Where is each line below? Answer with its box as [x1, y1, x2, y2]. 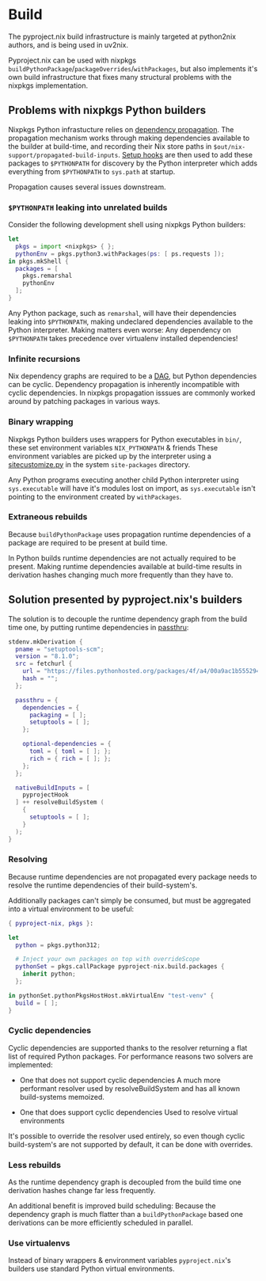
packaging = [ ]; [28, 711, 87, 719]
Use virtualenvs [8, 1237, 70, 1249]
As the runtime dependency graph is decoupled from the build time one [8, 1177, 241, 1187]
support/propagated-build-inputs [8, 151, 119, 159]
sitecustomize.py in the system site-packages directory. [8, 459, 191, 469]
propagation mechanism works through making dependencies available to [8, 133, 250, 143]
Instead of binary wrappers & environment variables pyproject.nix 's [8, 1256, 231, 1265]
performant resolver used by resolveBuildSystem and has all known [19, 1083, 240, 1093]
